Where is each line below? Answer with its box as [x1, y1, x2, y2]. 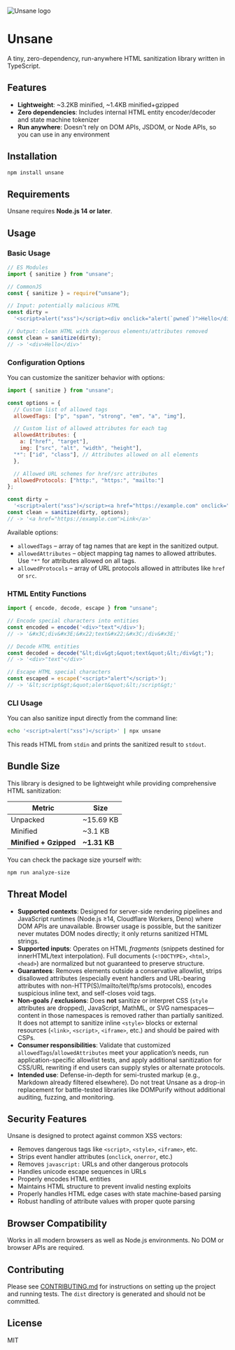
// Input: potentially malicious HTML [7, 302, 120, 309]
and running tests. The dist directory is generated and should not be [7, 1290, 206, 1298]
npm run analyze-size [7, 869, 71, 876]
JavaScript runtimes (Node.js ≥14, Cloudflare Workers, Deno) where [17, 914, 214, 923]
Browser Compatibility [7, 1217, 107, 1229]
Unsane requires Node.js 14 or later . [7, 207, 113, 215]
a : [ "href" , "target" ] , [20, 438, 90, 446]
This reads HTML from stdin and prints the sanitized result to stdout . [7, 740, 206, 748]
